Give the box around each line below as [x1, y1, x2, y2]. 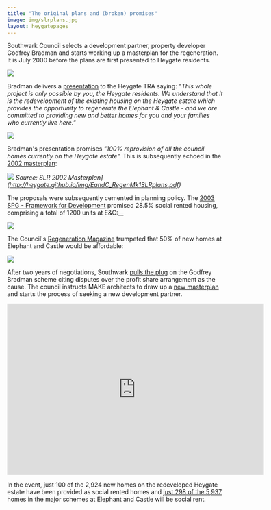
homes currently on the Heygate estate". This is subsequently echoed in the [7, 152, 222, 160]
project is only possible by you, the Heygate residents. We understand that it [7, 90, 223, 98]
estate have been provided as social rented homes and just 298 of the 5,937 [7, 488, 222, 496]
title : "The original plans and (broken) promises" [7, 10, 157, 17]
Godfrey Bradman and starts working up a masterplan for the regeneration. [7, 49, 219, 57]
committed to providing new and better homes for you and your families [7, 111, 210, 120]
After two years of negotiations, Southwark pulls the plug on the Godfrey [7, 268, 212, 276]
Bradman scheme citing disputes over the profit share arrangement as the [7, 276, 216, 284]
